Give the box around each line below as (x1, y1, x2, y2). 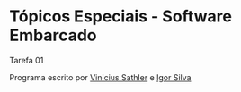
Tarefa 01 (9, 54, 44, 65)
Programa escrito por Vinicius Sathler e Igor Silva (9, 71, 192, 82)
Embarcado (9, 25, 97, 46)
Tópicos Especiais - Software (9, 6, 232, 27)
